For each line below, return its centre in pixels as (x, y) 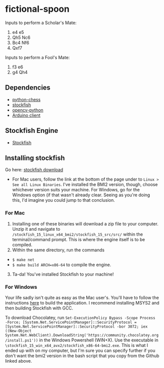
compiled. (22, 245)
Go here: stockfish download (34, 170)
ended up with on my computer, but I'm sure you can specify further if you (80, 350)
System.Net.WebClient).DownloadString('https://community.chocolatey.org (82, 335)
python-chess (26, 99)
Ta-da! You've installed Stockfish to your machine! (63, 274)
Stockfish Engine (32, 131)
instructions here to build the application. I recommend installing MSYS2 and (82, 303)
